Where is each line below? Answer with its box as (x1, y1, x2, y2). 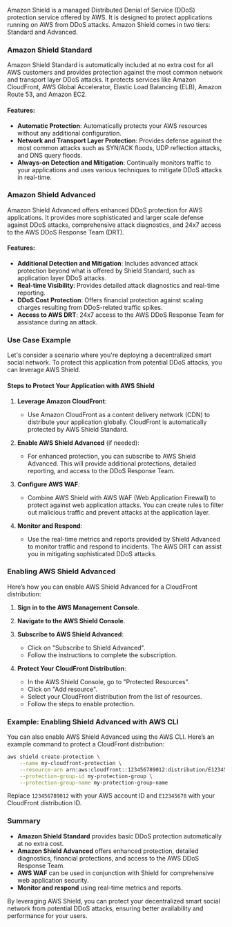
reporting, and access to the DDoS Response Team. (27, 466, 175, 475)
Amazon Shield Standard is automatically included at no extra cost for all (7, 61, 214, 69)
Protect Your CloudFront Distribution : (17, 664, 126, 672)
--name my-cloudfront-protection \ (19, 760, 122, 767)
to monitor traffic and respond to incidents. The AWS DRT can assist (27, 542, 222, 551)
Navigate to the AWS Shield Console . (17, 616, 126, 625)
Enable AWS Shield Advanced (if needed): (17, 439, 139, 447)
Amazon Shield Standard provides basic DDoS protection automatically (17, 832, 222, 840)
